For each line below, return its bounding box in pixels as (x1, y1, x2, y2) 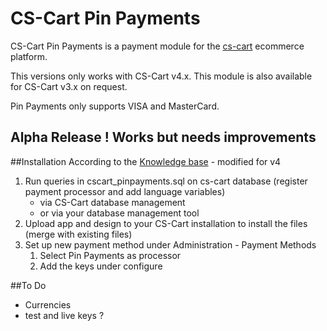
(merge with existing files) (24, 228, 133, 240)
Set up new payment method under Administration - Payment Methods (24, 238, 317, 251)
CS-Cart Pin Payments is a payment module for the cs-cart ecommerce (10, 40, 305, 52)
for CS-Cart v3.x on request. (10, 80, 128, 92)
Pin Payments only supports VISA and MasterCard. (10, 100, 220, 112)
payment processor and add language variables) (24, 185, 226, 197)
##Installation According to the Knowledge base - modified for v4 (10, 155, 282, 167)
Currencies (24, 298, 72, 311)
